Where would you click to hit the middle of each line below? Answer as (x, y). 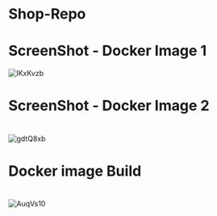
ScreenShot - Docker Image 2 (109, 106)
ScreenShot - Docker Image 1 (108, 51)
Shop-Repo (47, 14)
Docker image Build (75, 171)
